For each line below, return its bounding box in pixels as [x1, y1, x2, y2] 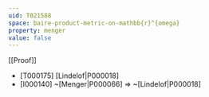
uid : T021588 [8, 11, 52, 20]
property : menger [8, 26, 66, 34]
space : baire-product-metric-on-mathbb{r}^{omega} [8, 19, 180, 27]
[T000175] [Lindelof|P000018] [19, 71, 120, 80]
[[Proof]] [8, 56, 37, 65]
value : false [8, 33, 52, 42]
